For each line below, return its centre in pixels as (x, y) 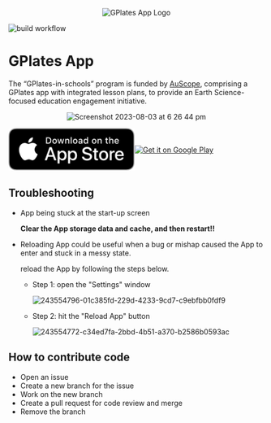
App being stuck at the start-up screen (85, 212)
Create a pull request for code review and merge (101, 403)
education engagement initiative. (92, 101)
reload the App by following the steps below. (95, 268)
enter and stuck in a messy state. (75, 253)
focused (22, 101)
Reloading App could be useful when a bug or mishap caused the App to (142, 244)
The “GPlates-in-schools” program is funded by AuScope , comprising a (128, 83)
